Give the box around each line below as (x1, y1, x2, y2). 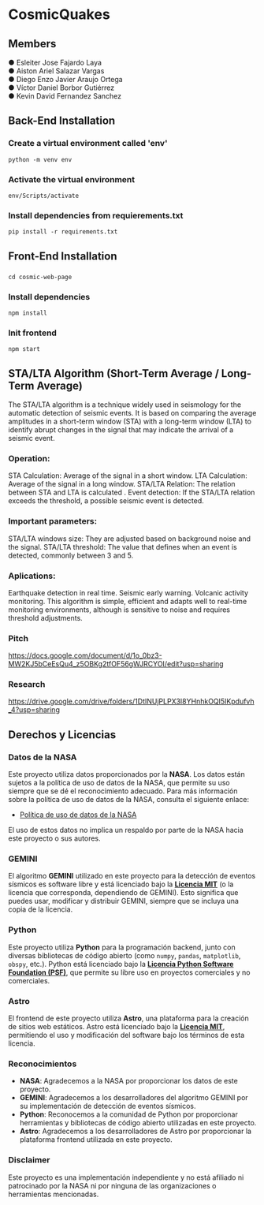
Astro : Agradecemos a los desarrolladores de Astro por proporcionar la (19, 1126, 252, 1136)
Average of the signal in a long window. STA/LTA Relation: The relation (8, 479, 236, 489)
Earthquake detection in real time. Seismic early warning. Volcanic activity (8, 588, 249, 597)
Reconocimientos (8, 1058, 77, 1069)
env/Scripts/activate (8, 192, 80, 200)
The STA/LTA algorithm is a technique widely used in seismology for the (8, 400, 242, 409)
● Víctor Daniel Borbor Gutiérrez (8, 83, 115, 92)
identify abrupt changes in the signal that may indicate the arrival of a (8, 425, 234, 435)
